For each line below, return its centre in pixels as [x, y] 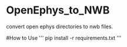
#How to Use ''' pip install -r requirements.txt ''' [64, 38]
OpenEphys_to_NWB [58, 10]
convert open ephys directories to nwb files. [60, 26]
